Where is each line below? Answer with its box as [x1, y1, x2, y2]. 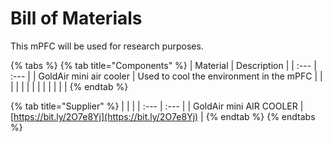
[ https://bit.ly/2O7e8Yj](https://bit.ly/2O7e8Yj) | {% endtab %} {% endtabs [10, 110, 316, 122]
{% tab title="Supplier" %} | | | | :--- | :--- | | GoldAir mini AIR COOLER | [10, 100, 304, 112]
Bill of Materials [10, 7, 143, 30]
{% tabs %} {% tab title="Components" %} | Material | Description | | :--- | [10, 59, 317, 71]
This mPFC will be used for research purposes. [10, 40, 204, 52]
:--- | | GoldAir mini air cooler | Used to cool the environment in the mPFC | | [10, 70, 323, 82]
